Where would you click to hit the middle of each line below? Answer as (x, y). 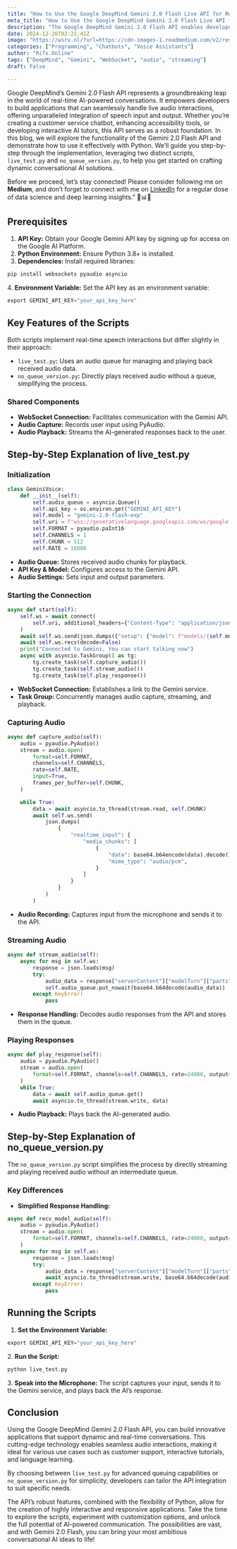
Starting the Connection (49, 595)
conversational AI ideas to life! (51, 1539)
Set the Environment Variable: (62, 1330)
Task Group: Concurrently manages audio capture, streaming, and (114, 696)
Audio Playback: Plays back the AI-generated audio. (94, 1114)
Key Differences (35, 1190)
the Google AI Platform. (51, 246)
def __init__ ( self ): (50, 495)
